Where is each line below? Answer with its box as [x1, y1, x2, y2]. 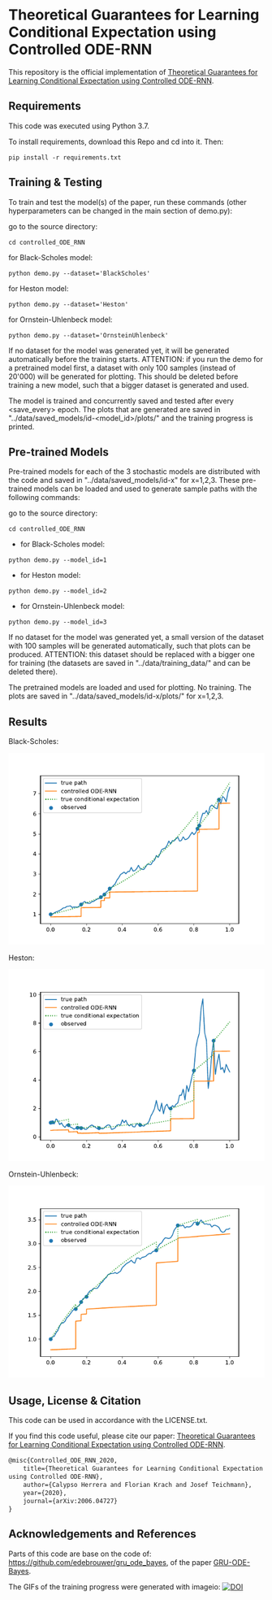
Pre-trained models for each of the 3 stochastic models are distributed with [8, 467, 261, 476]
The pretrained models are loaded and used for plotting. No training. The [8, 683, 252, 693]
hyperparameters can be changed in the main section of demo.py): [8, 206, 233, 215]
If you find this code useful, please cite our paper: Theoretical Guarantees [8, 1431, 256, 1441]
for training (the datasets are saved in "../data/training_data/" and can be [8, 659, 251, 668]
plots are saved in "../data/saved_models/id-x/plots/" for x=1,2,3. [8, 691, 224, 701]
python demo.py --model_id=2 [8, 587, 107, 595]
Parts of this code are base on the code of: [8, 1549, 152, 1559]
